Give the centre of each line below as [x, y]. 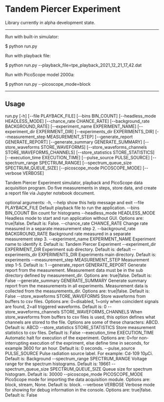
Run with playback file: [28, 55]
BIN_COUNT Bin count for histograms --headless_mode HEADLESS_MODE [80, 213]
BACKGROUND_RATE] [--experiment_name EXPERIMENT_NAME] [71, 126]
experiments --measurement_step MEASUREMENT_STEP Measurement [77, 260]
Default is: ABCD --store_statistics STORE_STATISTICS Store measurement [81, 327]
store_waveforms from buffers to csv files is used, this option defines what [80, 317]
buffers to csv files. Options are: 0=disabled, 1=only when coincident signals [82, 301]
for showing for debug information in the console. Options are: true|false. [79, 390]
